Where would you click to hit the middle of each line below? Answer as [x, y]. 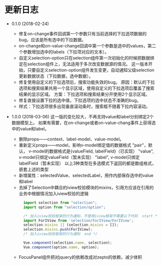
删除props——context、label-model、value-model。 [71, 139]
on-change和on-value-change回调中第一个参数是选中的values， [83, 46]
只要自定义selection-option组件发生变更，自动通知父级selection [91, 70]
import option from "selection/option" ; [64, 207]
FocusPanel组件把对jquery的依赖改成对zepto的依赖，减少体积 [80, 257]
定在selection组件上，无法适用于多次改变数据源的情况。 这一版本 [83, 64]
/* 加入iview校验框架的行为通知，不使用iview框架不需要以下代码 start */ [91, 216]
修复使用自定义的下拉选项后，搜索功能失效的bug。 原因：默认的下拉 [87, 82]
